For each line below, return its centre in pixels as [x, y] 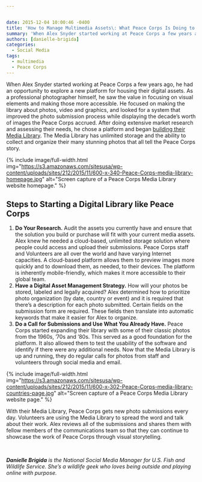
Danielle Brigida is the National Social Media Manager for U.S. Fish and [96, 460]
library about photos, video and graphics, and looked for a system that [93, 110]
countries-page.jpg [30, 393]
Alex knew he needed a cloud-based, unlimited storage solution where [103, 241]
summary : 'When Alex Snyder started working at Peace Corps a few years [99, 34]
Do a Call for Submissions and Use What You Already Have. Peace [99, 324]
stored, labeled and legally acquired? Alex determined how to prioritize [103, 292]
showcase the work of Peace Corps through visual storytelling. [84, 437]
